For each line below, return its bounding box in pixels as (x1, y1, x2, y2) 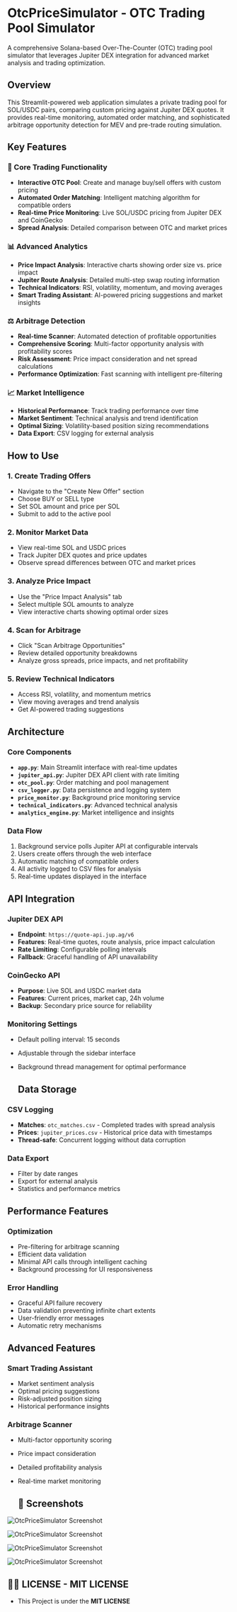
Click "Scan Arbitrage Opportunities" (17, 641, 125, 649)
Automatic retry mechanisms (17, 1321, 102, 1330)
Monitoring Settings (7, 1019, 78, 1029)
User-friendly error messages (17, 1314, 105, 1323)
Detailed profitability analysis (17, 1463, 103, 1472)
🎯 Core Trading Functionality (7, 162, 108, 172)
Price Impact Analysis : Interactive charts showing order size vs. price (17, 260, 222, 269)
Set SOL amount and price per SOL (17, 502, 120, 511)
